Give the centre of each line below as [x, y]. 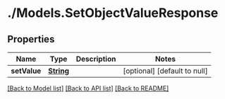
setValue [26, 71]
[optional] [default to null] [165, 71]
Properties [31, 39]
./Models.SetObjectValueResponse [113, 13]
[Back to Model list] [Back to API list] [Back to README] [88, 88]
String [59, 71]
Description [96, 59]
